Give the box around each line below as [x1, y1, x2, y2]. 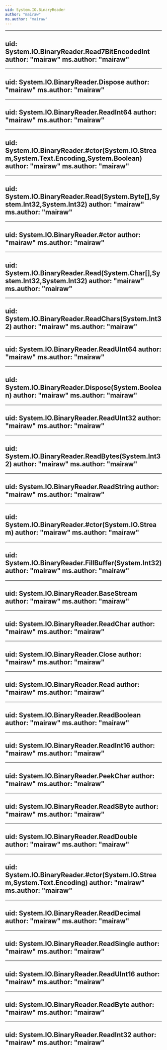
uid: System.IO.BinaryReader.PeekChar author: [5, 772, 155, 780]
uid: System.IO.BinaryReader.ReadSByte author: [5, 802, 159, 811]
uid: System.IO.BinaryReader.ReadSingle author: [5, 939, 160, 948]
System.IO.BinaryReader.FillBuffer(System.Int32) [5, 559, 162, 567]
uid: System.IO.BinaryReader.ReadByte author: [5, 1000, 155, 1009]
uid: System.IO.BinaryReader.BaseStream [5, 589, 138, 598]
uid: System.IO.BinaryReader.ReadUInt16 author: [5, 970, 160, 978]
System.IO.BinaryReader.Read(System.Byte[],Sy [5, 193, 160, 201]
